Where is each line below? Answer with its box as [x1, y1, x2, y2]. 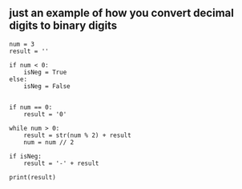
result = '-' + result [23, 159, 99, 167]
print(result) [9, 173, 57, 181]
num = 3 [9, 40, 35, 48]
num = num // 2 [23, 138, 75, 147]
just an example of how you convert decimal [9, 6, 235, 20]
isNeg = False [23, 82, 71, 90]
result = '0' [23, 110, 67, 119]
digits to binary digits [9, 19, 118, 33]
